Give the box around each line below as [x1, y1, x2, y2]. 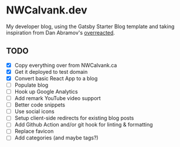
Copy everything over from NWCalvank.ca [14, 61, 117, 69]
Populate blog [14, 81, 49, 88]
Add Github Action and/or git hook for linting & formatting [14, 121, 154, 128]
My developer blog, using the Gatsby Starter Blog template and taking [6, 23, 175, 30]
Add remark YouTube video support [14, 95, 101, 102]
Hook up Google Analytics [14, 88, 78, 95]
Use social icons [14, 108, 55, 115]
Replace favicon [14, 128, 54, 135]
